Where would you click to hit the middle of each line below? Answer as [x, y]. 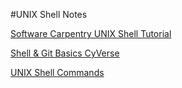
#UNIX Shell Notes [49, 14]
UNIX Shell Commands [57, 72]
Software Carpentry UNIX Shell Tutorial [91, 33]
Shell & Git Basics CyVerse [65, 53]
